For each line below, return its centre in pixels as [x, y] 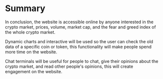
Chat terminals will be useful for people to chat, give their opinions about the [82, 61]
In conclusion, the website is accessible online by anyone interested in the [79, 22]
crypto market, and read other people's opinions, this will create [69, 66]
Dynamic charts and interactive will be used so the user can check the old [79, 41]
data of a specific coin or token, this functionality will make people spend [78, 47]
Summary [25, 8]
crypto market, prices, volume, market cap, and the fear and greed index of [81, 27]
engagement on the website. [34, 71]
